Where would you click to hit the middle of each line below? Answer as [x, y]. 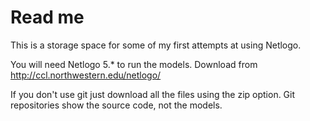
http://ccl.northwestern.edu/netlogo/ [86, 75]
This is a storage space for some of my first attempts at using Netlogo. [156, 45]
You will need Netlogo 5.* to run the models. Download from [134, 64]
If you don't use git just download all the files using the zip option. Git [153, 94]
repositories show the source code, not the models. [116, 105]
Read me [47, 17]
